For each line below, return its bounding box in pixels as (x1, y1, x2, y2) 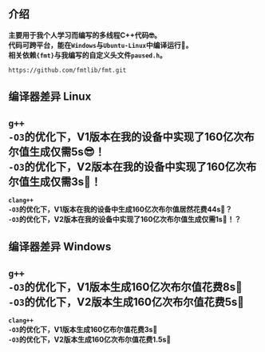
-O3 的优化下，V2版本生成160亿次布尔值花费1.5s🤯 (8, 334, 172, 345)
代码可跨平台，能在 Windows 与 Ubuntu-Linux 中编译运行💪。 (8, 40, 193, 49)
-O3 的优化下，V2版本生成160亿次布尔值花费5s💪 (8, 295, 245, 309)
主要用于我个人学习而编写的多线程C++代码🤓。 (8, 30, 162, 40)
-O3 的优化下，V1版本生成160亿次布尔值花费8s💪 (8, 280, 243, 294)
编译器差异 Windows (8, 240, 112, 254)
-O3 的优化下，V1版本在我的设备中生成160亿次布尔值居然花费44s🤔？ (8, 204, 233, 214)
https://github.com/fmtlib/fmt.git (8, 66, 127, 74)
